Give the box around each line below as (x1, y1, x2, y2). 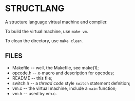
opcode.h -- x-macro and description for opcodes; (12, 70, 115, 76)
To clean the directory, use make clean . (5, 37, 83, 44)
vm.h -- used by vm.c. (12, 90, 57, 96)
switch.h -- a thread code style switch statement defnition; (12, 80, 131, 86)
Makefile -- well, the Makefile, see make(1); (12, 65, 99, 70)
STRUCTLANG (5, 3, 65, 14)
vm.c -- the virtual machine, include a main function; (12, 85, 117, 91)
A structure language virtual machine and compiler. (5, 19, 108, 25)
